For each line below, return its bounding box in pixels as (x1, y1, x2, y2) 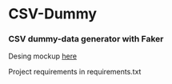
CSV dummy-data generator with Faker (8, 34, 164, 45)
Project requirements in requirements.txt (8, 67, 142, 77)
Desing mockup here (8, 51, 78, 61)
